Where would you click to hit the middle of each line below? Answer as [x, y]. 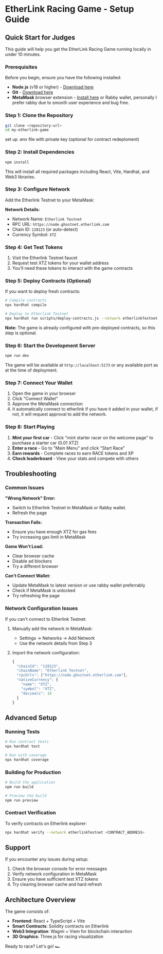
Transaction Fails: [24, 522]
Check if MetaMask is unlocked [44, 590]
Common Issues [25, 487]
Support [18, 847]
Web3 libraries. [20, 176]
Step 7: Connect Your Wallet [39, 383]
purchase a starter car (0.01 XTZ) [45, 443]
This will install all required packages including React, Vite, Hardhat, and [77, 172]
